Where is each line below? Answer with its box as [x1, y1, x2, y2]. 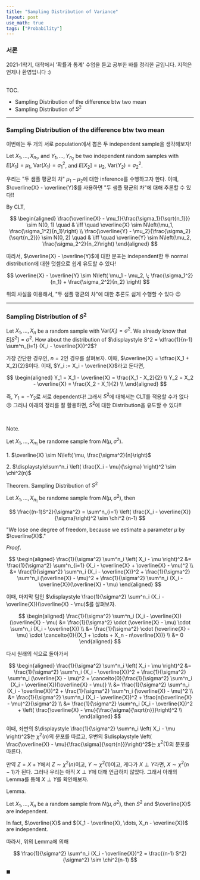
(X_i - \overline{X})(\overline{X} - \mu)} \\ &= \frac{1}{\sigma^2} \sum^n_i [10, 681, 190, 689]
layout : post [6, 14, 39, 20]
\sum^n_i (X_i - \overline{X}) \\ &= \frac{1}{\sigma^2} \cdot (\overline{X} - [10, 625, 190, 633]
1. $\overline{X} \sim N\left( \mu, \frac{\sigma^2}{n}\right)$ [6, 451, 152, 458]
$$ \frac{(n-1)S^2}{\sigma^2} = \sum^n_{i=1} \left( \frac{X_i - [8, 508, 158, 516]
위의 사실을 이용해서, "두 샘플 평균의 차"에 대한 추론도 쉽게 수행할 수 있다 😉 [6, 290, 182, 298]
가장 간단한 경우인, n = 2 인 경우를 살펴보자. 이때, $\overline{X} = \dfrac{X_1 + [6, 354, 189, 361]
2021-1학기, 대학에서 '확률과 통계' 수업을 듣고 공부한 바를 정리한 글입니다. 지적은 [6, 61, 192, 68]
